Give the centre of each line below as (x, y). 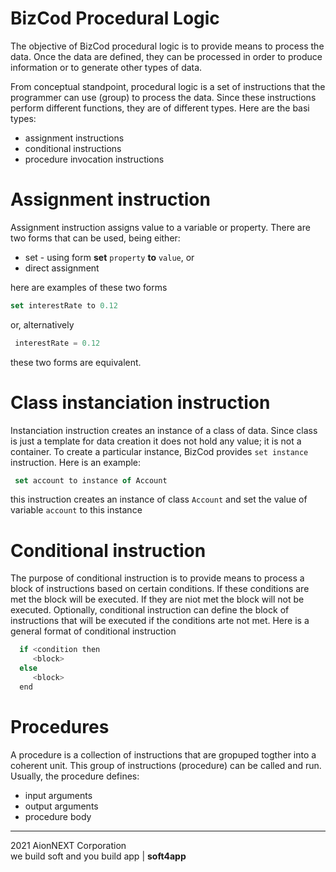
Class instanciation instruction (140, 402)
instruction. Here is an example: (76, 462)
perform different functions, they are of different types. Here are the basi (160, 108)
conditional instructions (73, 148)
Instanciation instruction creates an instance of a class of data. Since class (164, 430)
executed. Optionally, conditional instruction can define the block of (150, 610)
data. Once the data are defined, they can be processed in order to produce (166, 56)
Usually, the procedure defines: (75, 776)
